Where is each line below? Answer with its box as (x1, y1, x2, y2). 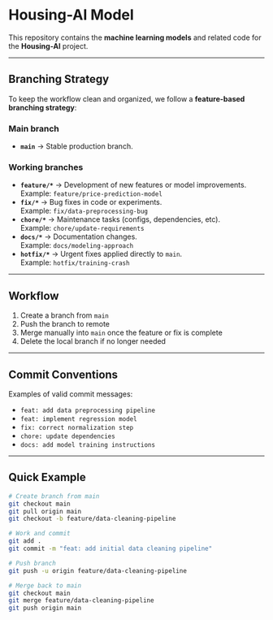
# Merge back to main (8, 581, 82, 590)
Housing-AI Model (8, 6, 134, 24)
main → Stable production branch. (19, 141, 133, 151)
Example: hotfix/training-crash (19, 258, 130, 267)
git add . (8, 537, 42, 545)
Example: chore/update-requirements (19, 223, 145, 233)
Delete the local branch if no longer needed (19, 336, 167, 346)
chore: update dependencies (19, 432, 115, 440)
